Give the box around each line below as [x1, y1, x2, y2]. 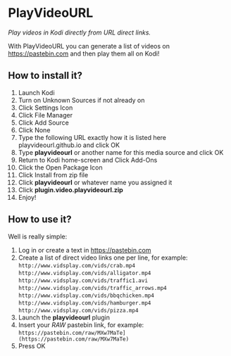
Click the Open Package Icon [18, 163, 103, 172]
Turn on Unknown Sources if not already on [18, 96, 145, 104]
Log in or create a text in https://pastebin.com [18, 246, 151, 254]
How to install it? [8, 70, 83, 82]
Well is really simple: [8, 232, 68, 241]
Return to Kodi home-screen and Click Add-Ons [18, 155, 158, 164]
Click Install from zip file [18, 170, 89, 179]
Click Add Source [18, 118, 70, 127]
